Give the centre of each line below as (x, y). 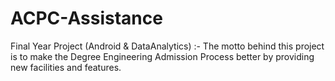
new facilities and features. (66, 67)
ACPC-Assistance (86, 18)
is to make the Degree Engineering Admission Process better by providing (162, 56)
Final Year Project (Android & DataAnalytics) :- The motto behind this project (167, 46)
